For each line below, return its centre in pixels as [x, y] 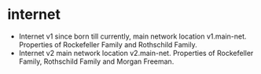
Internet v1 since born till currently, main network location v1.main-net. [132, 36]
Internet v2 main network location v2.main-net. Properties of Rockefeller [136, 53]
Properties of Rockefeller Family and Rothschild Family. [108, 44]
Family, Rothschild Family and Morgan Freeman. [96, 61]
